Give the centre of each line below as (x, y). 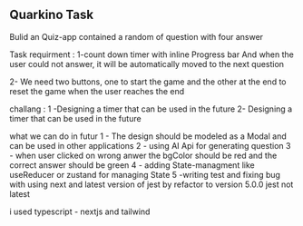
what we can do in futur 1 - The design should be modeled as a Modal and (148, 136)
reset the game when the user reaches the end (97, 91)
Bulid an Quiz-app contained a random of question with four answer (137, 36)
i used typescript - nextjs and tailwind (80, 211)
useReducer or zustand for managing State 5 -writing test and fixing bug (145, 174)
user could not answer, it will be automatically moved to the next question (147, 64)
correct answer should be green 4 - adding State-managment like (132, 165)
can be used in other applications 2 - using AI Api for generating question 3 (150, 145)
